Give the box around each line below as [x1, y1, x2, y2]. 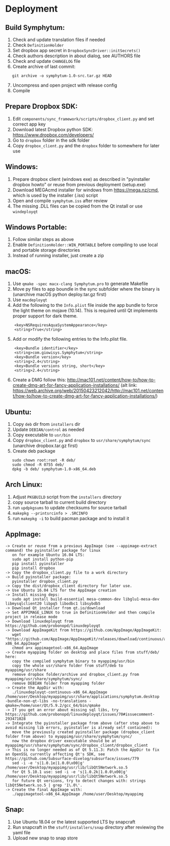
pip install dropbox [12, 566, 56, 571]
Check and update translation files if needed [12, 36, 105, 43]
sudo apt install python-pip [12, 556, 73, 562]
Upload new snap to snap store [12, 835, 78, 841]
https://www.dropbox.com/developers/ [12, 132, 94, 138]
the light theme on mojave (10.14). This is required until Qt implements [12, 307, 158, 314]
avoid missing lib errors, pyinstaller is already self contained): [5, 725, 153, 730]
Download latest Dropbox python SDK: [12, 126, 93, 132]
